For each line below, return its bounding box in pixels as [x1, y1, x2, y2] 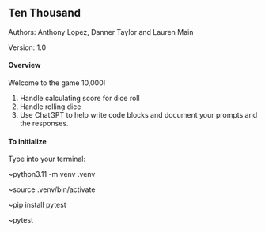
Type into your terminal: [8, 154, 85, 164]
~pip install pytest [8, 200, 66, 210]
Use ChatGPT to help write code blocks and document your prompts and [19, 110, 258, 120]
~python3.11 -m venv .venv [8, 170, 96, 179]
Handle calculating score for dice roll [19, 94, 140, 103]
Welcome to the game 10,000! [8, 78, 106, 88]
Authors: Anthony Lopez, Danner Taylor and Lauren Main [8, 27, 194, 36]
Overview [8, 61, 41, 70]
